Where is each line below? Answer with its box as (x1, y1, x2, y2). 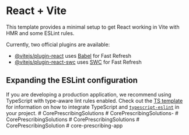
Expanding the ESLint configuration (6, 75, 138, 85)
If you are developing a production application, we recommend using (6, 91, 171, 98)
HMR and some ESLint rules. (6, 29, 75, 36)
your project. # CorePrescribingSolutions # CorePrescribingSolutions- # (6, 109, 179, 116)
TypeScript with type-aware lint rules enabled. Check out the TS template (6, 97, 183, 104)
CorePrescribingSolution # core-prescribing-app (6, 122, 123, 129)
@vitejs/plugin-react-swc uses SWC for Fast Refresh (14, 58, 142, 65)
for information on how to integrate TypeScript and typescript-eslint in (6, 103, 180, 110)
